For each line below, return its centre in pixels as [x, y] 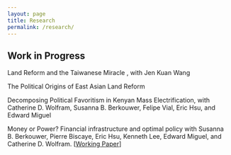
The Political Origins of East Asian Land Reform [76, 86]
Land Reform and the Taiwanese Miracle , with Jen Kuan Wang [99, 73]
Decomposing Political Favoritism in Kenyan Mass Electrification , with [109, 101]
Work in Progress [46, 56]
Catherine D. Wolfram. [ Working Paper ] [64, 144]
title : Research [31, 21]
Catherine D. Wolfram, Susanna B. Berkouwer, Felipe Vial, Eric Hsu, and [112, 108]
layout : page [27, 14]
